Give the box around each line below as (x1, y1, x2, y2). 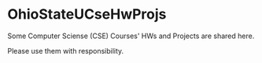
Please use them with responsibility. (7, 46, 124, 55)
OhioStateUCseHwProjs (7, 5, 167, 23)
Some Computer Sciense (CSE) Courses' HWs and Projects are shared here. (7, 31, 255, 40)
